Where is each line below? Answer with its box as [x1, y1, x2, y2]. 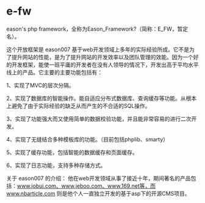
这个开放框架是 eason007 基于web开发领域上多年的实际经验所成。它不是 [6, 46, 190, 53]
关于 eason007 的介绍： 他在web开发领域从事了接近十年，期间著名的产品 [6, 174, 191, 182]
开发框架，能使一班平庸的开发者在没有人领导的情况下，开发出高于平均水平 [11, 61, 199, 68]
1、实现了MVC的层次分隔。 [6, 81, 74, 89]
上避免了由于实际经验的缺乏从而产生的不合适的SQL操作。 [6, 102, 151, 109]
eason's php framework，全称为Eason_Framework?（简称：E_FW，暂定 [6, 25, 188, 32]
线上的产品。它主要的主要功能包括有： [6, 68, 103, 76]
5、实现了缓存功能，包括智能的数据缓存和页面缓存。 [6, 148, 138, 156]
